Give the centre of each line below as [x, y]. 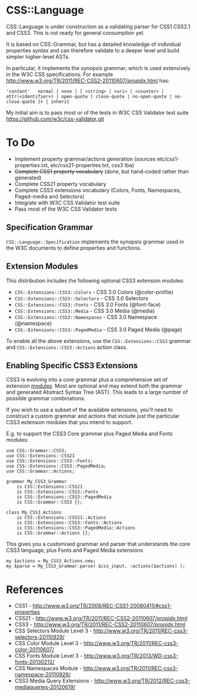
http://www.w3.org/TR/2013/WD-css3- [131, 656]
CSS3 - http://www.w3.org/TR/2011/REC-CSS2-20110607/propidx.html [100, 625]
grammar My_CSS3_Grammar [36, 482]
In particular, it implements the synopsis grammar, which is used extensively [98, 68]
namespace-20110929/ [42, 675]
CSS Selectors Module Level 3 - [53, 631]
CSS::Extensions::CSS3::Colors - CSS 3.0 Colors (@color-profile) [94, 292]
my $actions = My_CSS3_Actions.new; [51, 561]
